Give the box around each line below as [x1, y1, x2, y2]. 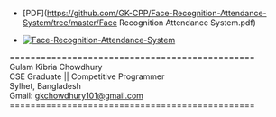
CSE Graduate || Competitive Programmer [9, 71, 165, 82]
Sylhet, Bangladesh [9, 81, 81, 91]
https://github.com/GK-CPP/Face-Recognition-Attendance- [46, 8, 268, 18]
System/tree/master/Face [22, 17, 117, 28]
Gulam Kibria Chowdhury [9, 62, 103, 72]
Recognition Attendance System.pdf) [118, 17, 257, 28]
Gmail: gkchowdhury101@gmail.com [9, 90, 144, 101]
